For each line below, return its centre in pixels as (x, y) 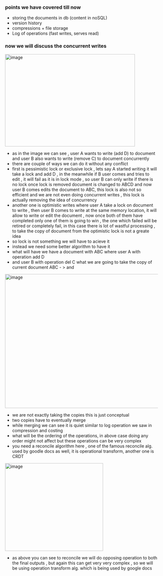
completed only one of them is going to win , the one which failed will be (84, 220)
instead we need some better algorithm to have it (61, 246)
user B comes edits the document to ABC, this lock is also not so (77, 190)
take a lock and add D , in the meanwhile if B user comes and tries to (81, 174)
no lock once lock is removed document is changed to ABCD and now (82, 184)
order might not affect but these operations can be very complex (77, 441)
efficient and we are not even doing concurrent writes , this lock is (78, 194)
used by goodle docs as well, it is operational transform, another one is (83, 451)
